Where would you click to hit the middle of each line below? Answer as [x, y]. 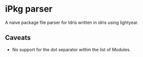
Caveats [18, 38]
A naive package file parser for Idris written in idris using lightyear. [72, 22]
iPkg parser [29, 9]
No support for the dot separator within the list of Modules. [71, 49]
